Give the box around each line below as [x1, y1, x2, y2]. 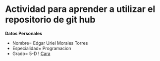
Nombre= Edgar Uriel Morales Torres [12, 40, 88, 46]
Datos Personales [5, 30, 43, 36]
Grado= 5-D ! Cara [12, 51, 51, 57]
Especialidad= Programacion [12, 45, 71, 51]
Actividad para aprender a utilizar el [5, 3, 156, 15]
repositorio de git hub [5, 14, 96, 25]
